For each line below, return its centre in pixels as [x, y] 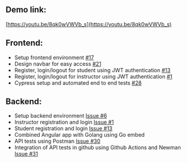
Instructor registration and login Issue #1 [64, 122]
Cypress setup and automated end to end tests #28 [78, 82]
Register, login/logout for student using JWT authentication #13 [92, 70]
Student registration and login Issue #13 [63, 128]
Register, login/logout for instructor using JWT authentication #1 [93, 76]
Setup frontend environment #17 [54, 57]
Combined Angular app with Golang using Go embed [79, 135]
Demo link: [26, 10]
